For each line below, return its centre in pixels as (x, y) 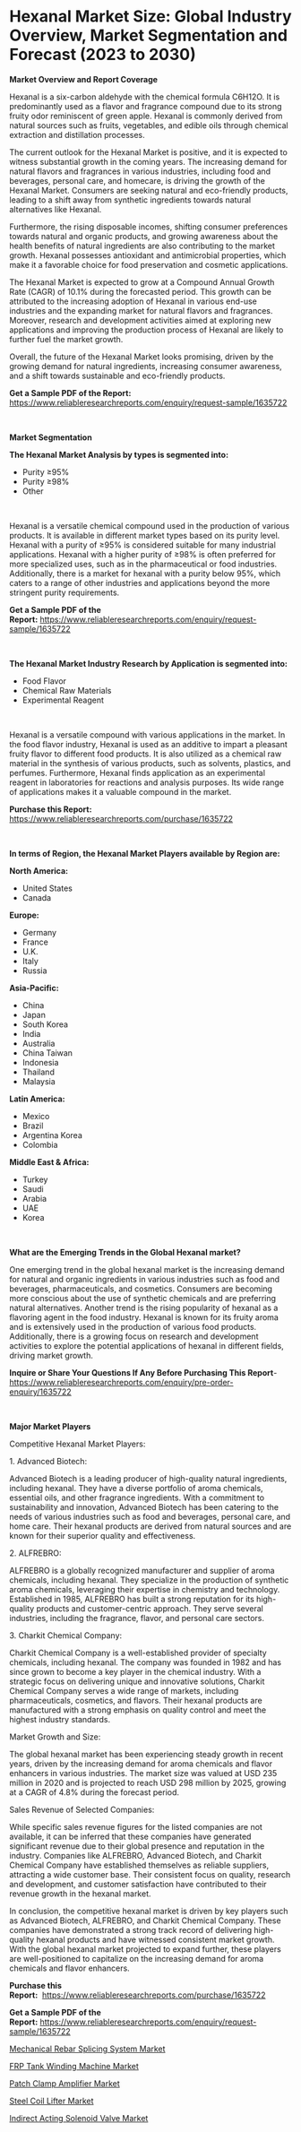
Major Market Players (50, 1426)
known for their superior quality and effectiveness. (103, 1535)
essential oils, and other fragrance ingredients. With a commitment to (137, 1498)
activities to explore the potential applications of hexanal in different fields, (146, 1345)
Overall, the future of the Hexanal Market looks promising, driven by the (142, 357)
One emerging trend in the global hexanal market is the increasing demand (147, 1269)
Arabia (34, 1198)
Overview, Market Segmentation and (149, 35)
